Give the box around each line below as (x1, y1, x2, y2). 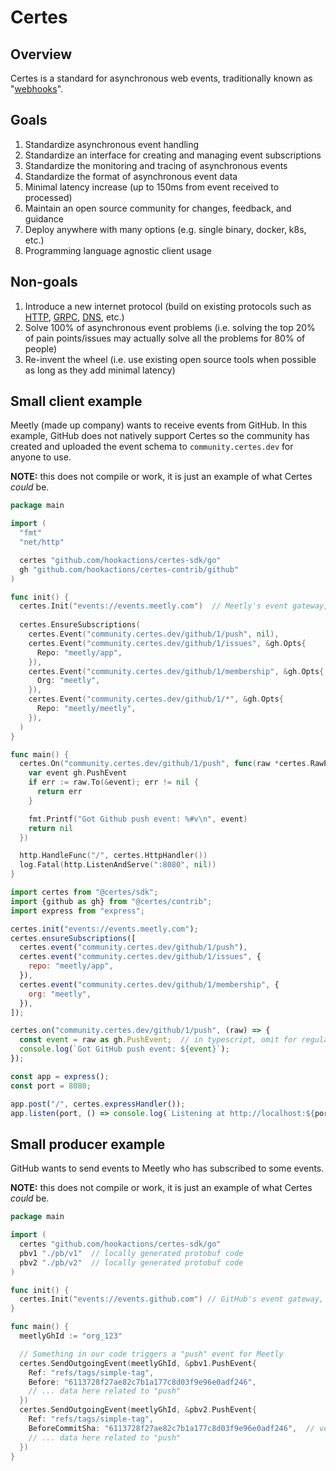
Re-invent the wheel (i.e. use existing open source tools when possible (24, 353, 317, 365)
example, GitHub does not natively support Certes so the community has (10, 430, 310, 442)
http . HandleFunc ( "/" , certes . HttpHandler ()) (19, 851, 208, 861)
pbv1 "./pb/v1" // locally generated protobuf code (19, 1248, 244, 1258)
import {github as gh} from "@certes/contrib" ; (10, 896, 213, 906)
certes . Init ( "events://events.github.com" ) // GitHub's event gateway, (19, 1294, 325, 1305)
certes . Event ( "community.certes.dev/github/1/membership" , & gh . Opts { (28, 666, 325, 676)
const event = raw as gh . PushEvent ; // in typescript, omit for (19, 1035, 298, 1045)
